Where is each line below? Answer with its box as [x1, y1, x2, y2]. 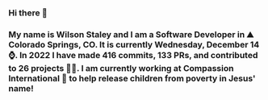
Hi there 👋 [8, 7, 48, 19]
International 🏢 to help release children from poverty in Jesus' [8, 73, 256, 84]
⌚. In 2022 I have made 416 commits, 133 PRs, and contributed [8, 49, 258, 60]
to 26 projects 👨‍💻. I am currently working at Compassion [8, 62, 234, 73]
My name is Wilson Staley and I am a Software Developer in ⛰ [8, 28, 254, 40]
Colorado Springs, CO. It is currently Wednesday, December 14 [8, 39, 260, 50]
